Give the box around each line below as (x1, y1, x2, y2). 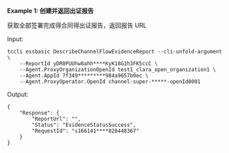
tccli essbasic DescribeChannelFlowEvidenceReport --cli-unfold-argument (7, 48, 223, 55)
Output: (7, 91, 29, 98)
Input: (7, 35, 24, 43)
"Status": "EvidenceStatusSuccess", (32, 121, 136, 128)
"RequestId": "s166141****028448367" (32, 128, 139, 134)
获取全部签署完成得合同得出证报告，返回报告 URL (7, 21, 147, 30)
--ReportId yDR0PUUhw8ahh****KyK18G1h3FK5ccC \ (19, 60, 158, 67)
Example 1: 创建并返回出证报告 (7, 7, 94, 14)
